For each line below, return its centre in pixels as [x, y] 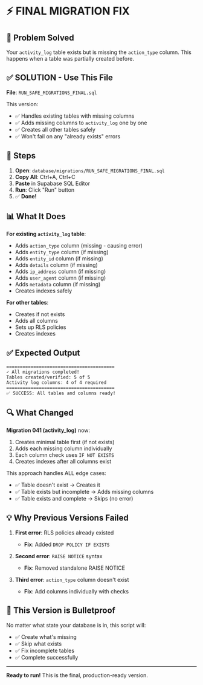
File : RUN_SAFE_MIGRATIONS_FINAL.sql [52, 92]
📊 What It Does [36, 216]
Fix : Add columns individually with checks [76, 591]
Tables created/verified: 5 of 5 [48, 377]
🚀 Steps [21, 156]
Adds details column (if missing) [56, 265]
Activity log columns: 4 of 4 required [56, 383]
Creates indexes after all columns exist [63, 462]
